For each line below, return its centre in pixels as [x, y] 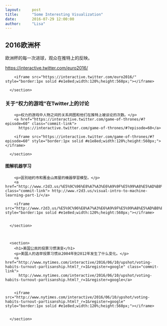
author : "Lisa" [25, 24]
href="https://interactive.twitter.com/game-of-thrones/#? [83, 119]
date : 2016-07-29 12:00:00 [40, 19]
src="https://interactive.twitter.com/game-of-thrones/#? [93, 137]
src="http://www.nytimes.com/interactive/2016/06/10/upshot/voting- [78, 297]
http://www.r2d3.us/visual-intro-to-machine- [100, 191]
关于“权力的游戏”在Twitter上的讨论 [47, 104]
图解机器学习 [18, 166]
